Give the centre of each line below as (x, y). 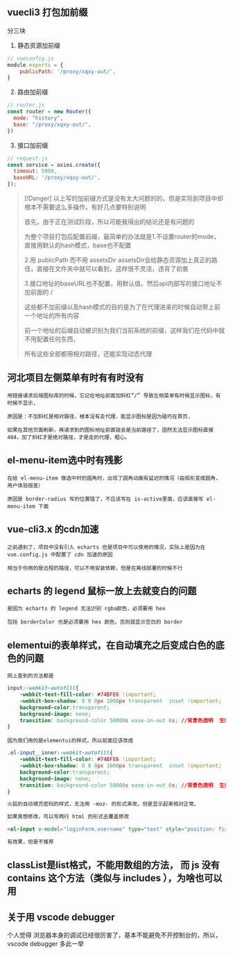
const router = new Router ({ (49, 112)
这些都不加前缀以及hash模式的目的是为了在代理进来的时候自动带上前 (122, 307)
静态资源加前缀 (38, 45)
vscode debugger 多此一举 (46, 944)
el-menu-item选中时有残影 (65, 460)
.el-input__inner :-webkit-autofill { (60, 753)
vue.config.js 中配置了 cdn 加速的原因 (60, 555)
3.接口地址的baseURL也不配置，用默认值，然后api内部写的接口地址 (120, 284)
